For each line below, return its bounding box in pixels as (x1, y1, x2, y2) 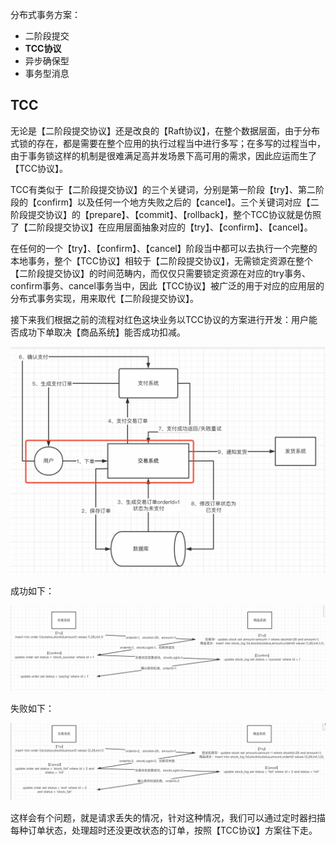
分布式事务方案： (10, 9, 81, 20)
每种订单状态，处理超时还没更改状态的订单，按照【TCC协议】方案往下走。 (10, 824, 318, 836)
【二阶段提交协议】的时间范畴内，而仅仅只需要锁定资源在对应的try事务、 (10, 267, 311, 279)
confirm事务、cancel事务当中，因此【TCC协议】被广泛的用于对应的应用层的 (10, 279, 325, 292)
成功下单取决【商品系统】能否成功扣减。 (18, 326, 186, 338)
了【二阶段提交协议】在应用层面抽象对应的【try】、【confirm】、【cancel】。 (10, 221, 313, 233)
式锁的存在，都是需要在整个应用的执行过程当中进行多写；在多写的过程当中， (10, 137, 326, 149)
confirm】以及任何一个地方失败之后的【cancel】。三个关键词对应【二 (36, 196, 320, 208)
